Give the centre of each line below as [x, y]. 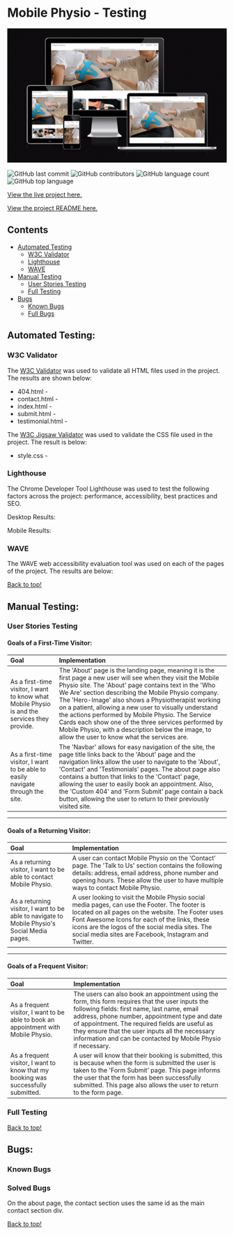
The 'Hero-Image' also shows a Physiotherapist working [140, 700]
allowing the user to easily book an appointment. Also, [136, 784]
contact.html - [38, 399]
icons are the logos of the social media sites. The [142, 927]
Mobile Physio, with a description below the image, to [135, 730]
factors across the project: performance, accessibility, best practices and [112, 496]
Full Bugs [41, 313]
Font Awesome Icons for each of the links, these [141, 920]
